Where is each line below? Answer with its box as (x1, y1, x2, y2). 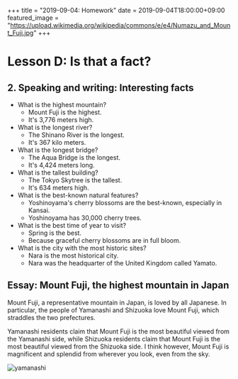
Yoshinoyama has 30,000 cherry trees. (28, 214, 142, 222)
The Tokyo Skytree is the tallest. (28, 176, 123, 184)
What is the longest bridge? (17, 145, 98, 154)
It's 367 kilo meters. (28, 138, 86, 146)
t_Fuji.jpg (7, 28, 34, 37)
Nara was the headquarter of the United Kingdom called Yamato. (28, 259, 217, 267)
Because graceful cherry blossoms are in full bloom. (28, 236, 181, 244)
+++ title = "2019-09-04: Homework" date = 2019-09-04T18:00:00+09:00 (7, 6, 225, 14)
